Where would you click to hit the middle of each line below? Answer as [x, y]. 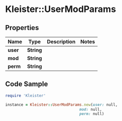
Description [61, 42]
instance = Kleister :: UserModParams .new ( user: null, [62, 104]
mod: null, [91, 109]
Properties [22, 28]
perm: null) [92, 114]
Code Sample [27, 84]
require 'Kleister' [26, 95]
